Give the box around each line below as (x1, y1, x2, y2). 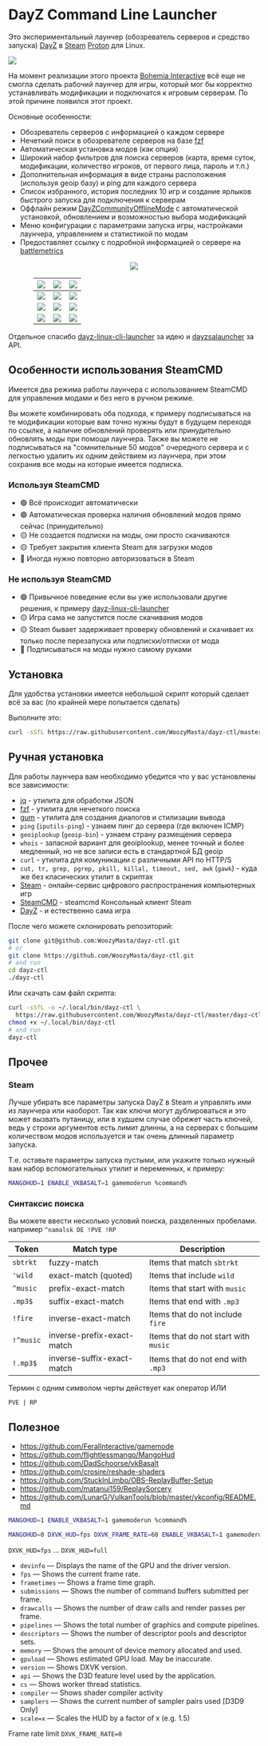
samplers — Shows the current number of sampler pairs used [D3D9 (19, 1696, 245, 1705)
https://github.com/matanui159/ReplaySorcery (19, 1484, 172, 1494)
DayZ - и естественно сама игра (19, 906, 131, 915)
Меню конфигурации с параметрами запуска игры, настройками (19, 220, 243, 230)
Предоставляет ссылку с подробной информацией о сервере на (19, 237, 242, 247)
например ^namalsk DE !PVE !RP (8, 1225, 116, 1234)
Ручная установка (8, 750, 104, 764)
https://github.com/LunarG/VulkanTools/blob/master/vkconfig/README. (19, 1492, 257, 1502)
